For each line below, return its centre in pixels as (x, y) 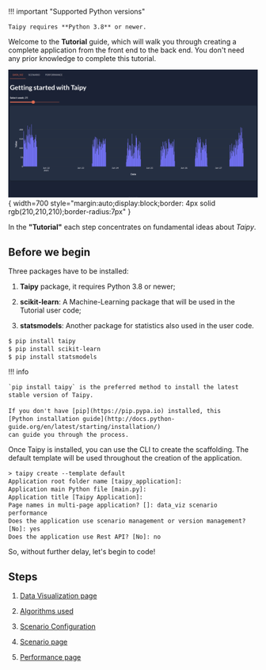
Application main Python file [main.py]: (78, 490)
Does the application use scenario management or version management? (127, 521)
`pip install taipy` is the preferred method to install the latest (123, 388)
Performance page (50, 657)
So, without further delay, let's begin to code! (82, 552)
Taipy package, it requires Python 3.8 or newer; (97, 287)
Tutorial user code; (50, 310)
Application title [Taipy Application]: (76, 498)
